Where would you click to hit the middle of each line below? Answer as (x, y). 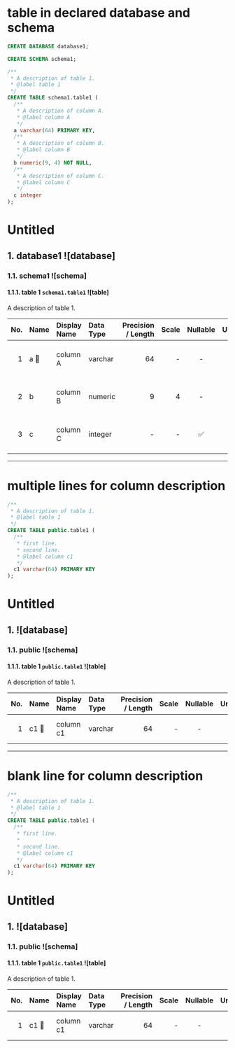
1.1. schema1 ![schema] (47, 276)
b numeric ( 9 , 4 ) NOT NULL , (53, 162)
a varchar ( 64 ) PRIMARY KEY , (55, 130)
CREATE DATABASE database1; (48, 46)
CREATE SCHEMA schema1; (42, 59)
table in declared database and (99, 13)
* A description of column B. (60, 144)
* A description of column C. (60, 176)
